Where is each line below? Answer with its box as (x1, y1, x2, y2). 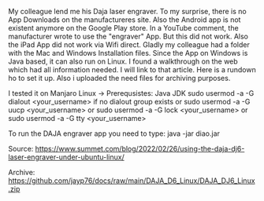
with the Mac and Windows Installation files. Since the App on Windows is (8, 49, 248, 57)
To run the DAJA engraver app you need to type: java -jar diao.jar (8, 129, 221, 138)
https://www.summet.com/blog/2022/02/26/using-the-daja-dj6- (35, 144, 245, 153)
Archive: (8, 168, 35, 177)
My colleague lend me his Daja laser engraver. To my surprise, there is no (8, 7, 247, 16)
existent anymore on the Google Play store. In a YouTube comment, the (8, 24, 239, 32)
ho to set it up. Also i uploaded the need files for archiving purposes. (8, 74, 231, 82)
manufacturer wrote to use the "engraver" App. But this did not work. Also (8, 31, 248, 41)
